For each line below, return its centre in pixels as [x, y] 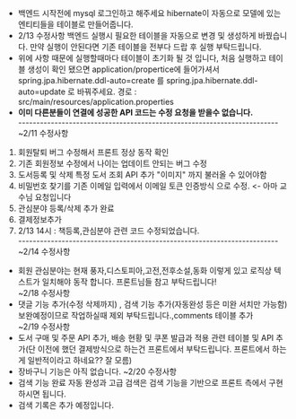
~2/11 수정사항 [43, 133]
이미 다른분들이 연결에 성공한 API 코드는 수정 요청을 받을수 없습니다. [135, 112]
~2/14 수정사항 [44, 251]
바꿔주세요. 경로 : [107, 92]
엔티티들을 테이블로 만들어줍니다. [75, 24]
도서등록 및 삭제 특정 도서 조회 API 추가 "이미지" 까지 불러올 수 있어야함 [142, 175]
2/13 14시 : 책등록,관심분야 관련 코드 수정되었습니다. [109, 231]
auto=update [41, 92]
